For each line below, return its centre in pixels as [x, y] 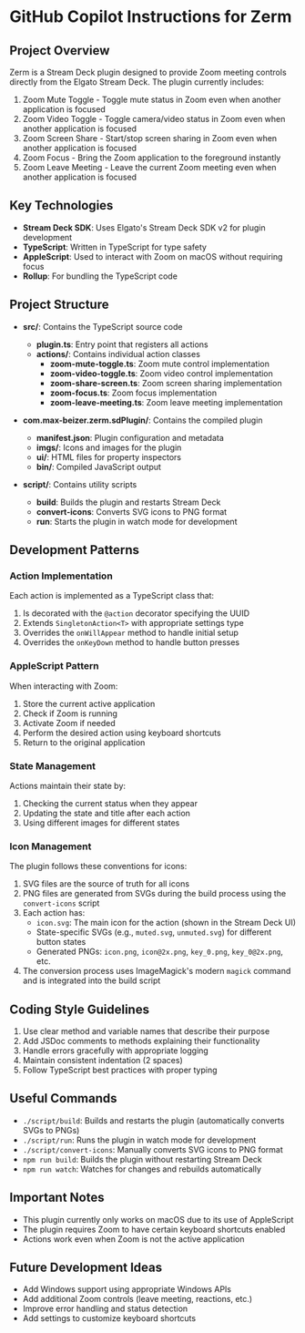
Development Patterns [74, 550]
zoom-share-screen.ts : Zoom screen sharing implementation [166, 383]
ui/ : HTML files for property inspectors [109, 456]
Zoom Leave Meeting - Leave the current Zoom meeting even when [149, 167]
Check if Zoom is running [70, 713]
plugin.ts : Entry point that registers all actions [122, 344]
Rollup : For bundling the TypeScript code [100, 276]
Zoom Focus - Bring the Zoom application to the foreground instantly [152, 158]
